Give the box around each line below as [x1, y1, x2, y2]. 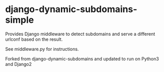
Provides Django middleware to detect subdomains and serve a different [5, 31, 155, 37]
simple [5, 14, 34, 26]
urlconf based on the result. [5, 36, 63, 42]
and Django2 [5, 61, 32, 67]
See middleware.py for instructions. [5, 46, 79, 52]
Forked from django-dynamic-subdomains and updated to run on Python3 [5, 55, 159, 61]
